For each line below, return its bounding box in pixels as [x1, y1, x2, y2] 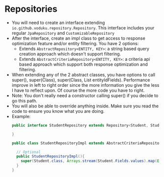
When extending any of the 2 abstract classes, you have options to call [11, 72, 156, 77]
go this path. [11, 98, 37, 103]
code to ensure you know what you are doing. [11, 108, 105, 114]
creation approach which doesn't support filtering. [19, 51, 121, 57]
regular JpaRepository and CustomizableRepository [11, 30, 115, 36]
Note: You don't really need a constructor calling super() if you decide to [11, 92, 159, 99]
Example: [11, 113, 31, 119]
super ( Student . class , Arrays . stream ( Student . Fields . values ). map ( [21, 158, 158, 164]
